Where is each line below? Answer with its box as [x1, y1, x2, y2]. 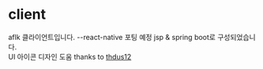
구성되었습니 [216, 32, 256, 42]
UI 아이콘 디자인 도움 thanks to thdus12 [8, 52, 132, 61]
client [8, 5, 47, 24]
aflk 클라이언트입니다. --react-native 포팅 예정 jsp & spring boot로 [8, 32, 216, 42]
